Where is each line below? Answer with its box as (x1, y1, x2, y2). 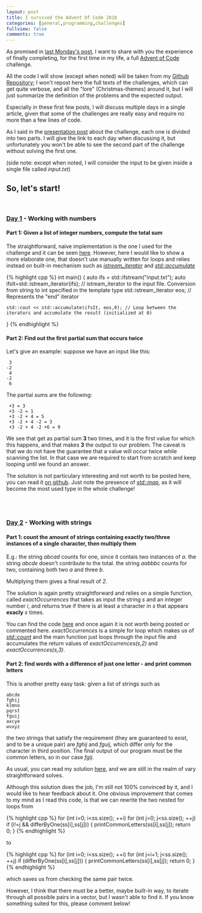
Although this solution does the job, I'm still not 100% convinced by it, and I (6, 783, 193, 790)
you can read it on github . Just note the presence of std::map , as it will (6, 479, 182, 486)
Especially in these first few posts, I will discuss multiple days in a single (6, 103, 186, 111)
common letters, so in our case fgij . (6, 753, 94, 761)
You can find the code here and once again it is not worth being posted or (6, 621, 190, 628)
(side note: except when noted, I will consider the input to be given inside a (6, 159, 193, 166)
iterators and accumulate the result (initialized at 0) (6, 310, 153, 316)
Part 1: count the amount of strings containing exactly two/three (6, 533, 171, 540)
